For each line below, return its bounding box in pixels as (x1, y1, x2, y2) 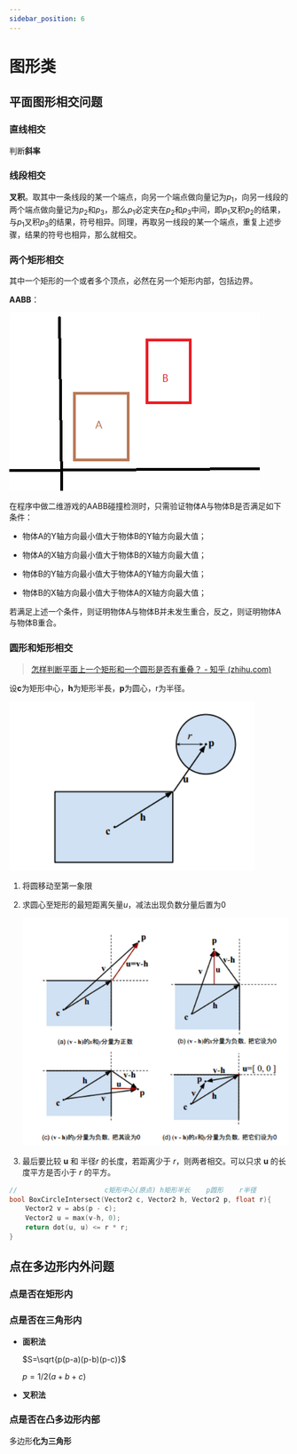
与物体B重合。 (9, 617, 62, 628)
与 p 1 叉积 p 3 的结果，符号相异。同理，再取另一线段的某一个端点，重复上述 (9, 217, 275, 230)
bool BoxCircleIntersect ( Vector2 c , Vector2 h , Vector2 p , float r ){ (9, 1195, 272, 1204)
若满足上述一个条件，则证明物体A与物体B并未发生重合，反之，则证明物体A (9, 607, 282, 617)
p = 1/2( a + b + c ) (21, 1371, 87, 1381)
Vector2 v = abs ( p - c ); (25, 1204, 117, 1213)
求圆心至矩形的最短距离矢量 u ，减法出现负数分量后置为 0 (21, 899, 226, 910)
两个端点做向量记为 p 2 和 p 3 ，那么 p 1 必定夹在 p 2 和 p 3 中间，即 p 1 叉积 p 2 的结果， (9, 204, 285, 217)
